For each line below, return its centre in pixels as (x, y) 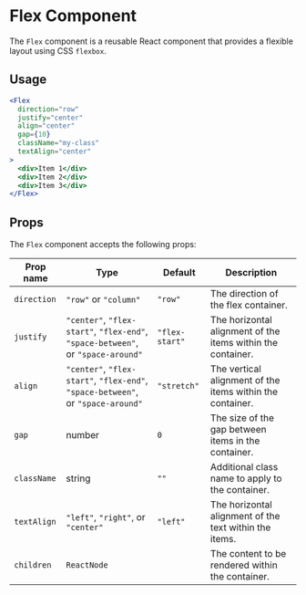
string (78, 478)
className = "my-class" (59, 143)
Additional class (244, 467)
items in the (235, 441)
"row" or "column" (103, 299)
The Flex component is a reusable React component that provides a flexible (152, 41)
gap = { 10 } (34, 135)
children (33, 565)
